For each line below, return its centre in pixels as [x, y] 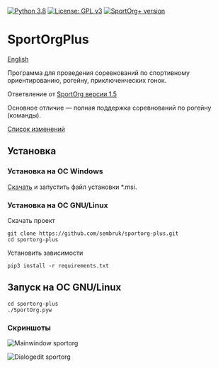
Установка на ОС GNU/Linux [58, 205]
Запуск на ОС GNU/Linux [64, 288]
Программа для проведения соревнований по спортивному [98, 73]
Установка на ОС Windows [56, 171]
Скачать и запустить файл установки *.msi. [72, 187]
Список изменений [36, 129]
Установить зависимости [45, 253]
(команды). [24, 115]
